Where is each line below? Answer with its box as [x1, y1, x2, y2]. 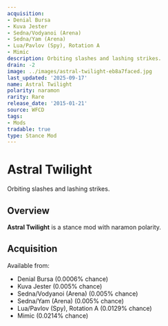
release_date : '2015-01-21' [7, 100, 88, 107]
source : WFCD [7, 106, 45, 113]
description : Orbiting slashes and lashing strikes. [7, 55, 162, 62]
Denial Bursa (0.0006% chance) [17, 274, 109, 283]
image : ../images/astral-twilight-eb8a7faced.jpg [7, 68, 153, 75]
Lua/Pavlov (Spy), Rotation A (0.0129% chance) [17, 304, 153, 312]
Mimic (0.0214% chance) [17, 311, 88, 320]
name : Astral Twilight [7, 81, 72, 88]
